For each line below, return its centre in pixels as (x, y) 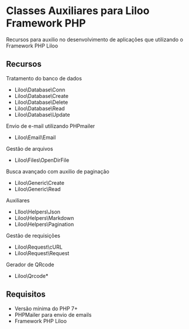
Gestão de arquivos (30, 148)
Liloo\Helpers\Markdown (44, 218)
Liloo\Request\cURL (38, 247)
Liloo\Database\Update (42, 114)
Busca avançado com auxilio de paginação (58, 171)
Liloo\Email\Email (35, 137)
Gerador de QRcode (30, 264)
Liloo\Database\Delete (41, 102)
